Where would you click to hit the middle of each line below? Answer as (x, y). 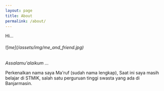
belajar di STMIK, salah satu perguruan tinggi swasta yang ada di (72, 78)
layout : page (19, 10)
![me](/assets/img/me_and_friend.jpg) (45, 47)
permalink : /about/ (26, 21)
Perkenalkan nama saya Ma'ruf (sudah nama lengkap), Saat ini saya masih (82, 72)
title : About (19, 16)
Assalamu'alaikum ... (27, 63)
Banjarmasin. (19, 83)
